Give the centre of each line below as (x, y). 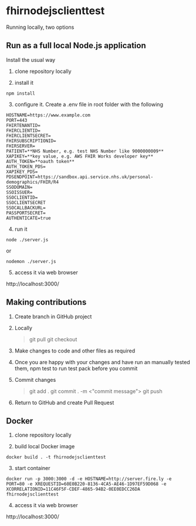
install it (24, 82)
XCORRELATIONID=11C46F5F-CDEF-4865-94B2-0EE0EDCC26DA (73, 490)
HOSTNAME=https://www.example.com (48, 115)
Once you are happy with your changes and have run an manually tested (102, 362)
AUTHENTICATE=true (28, 218)
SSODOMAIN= (19, 187)
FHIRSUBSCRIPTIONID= (31, 141)
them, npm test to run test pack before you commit (76, 368)
